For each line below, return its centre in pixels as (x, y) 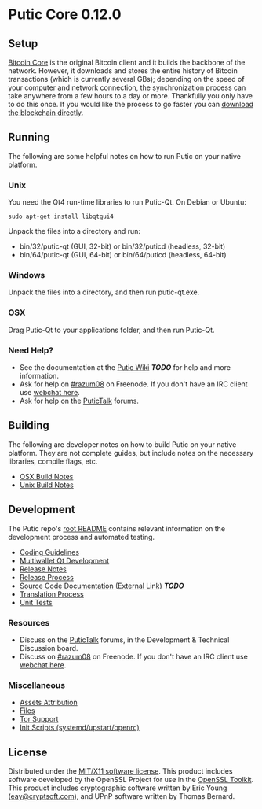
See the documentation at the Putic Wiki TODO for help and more (125, 367)
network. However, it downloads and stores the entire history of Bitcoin (123, 71)
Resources (29, 622)
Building (29, 425)
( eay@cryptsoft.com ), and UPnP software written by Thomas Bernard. (122, 796)
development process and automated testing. (82, 537)
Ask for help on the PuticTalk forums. (79, 401)
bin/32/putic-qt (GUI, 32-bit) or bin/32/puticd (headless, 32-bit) (122, 246)
